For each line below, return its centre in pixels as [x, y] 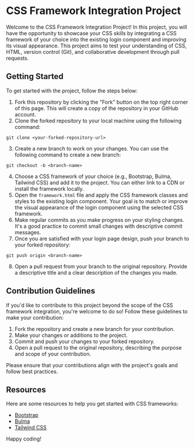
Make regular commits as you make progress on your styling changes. [99, 220]
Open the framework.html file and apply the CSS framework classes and [101, 195]
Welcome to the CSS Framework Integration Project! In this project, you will [97, 27]
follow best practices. [32, 371]
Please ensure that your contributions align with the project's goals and [92, 365]
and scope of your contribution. [53, 354]
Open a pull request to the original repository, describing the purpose [98, 347]
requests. [18, 58]
